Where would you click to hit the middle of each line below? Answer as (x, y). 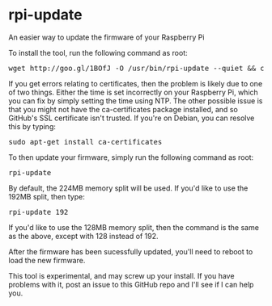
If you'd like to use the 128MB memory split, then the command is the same (134, 227)
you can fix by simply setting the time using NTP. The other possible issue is (136, 101)
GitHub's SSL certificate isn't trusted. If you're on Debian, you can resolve (132, 118)
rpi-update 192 (38, 212)
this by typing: (32, 126)
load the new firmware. (47, 260)
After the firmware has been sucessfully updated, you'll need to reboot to (131, 251)
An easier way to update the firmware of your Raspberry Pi (106, 37)
